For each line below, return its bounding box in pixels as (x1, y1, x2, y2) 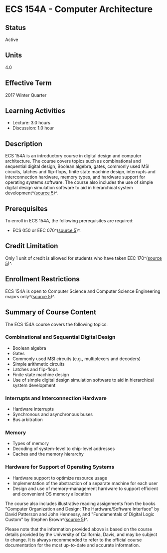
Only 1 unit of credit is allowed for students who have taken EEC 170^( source (5, 255, 162, 261)
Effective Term (5, 79, 52, 87)
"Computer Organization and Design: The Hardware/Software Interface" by (5, 506, 160, 512)
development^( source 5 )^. (5, 190, 58, 196)
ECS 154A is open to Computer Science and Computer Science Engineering (5, 288, 161, 294)
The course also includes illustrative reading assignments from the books (5, 501, 156, 507)
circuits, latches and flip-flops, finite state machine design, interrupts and (5, 169, 156, 175)
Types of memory (12, 441, 49, 447)
